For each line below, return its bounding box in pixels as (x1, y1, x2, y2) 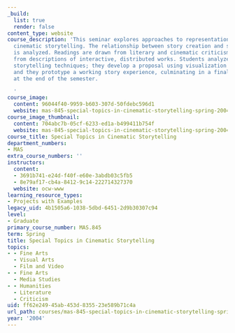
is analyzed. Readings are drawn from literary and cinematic (13, 50, 199, 57)
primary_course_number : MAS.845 (7, 224, 101, 231)
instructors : (7, 159, 45, 166)
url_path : (7, 309, 36, 316)
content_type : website (7, 29, 73, 37)
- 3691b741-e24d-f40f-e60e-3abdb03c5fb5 (13, 172, 133, 179)
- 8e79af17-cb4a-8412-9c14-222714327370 (13, 179, 133, 186)
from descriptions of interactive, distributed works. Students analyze (13, 56, 230, 63)
